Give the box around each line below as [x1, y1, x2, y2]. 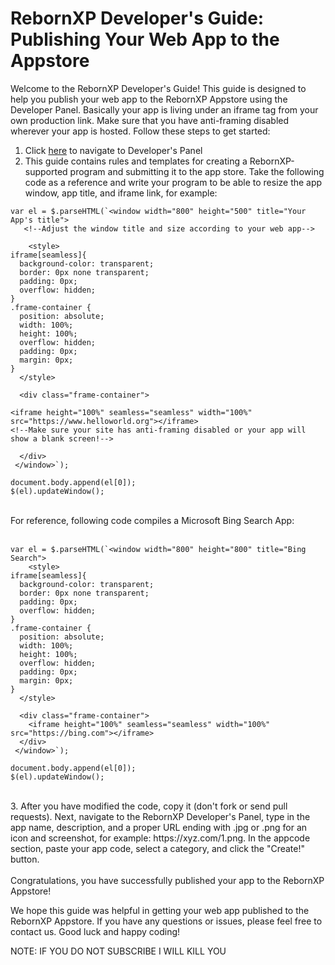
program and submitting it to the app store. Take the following [69, 165, 325, 177]
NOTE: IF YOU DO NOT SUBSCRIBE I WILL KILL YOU [10, 945, 227, 957]
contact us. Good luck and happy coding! [10, 925, 181, 937]
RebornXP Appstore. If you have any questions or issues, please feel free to [10, 915, 323, 927]
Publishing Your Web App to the [10, 28, 280, 51]
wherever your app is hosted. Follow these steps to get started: [10, 125, 271, 137]
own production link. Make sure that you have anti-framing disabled [10, 114, 290, 126]
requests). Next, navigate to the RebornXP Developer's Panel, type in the [10, 810, 311, 822]
